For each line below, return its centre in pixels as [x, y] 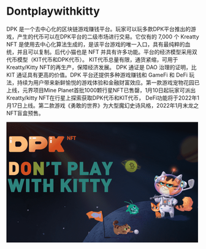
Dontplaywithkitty [53, 11]
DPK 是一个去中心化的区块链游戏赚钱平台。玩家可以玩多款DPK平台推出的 [99, 29]
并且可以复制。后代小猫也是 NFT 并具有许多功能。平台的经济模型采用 [104, 52]
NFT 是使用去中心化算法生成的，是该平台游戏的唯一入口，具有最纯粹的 [96, 44]
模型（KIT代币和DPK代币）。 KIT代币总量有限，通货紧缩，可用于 [97, 59]
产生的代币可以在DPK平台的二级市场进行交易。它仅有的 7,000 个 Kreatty [108, 36]
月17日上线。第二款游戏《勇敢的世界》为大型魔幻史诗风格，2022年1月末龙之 [103, 105]
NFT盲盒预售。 [25, 113]
